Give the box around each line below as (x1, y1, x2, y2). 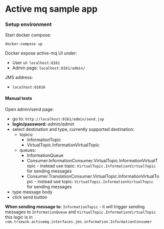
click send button (12, 194, 47, 200)
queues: (19, 147, 36, 153)
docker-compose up (5, 42, 43, 47)
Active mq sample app (5, 3, 98, 15)
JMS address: (5, 75, 33, 81)
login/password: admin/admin (12, 121, 75, 127)
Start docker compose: (5, 32, 51, 38)
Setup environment (5, 21, 52, 28)
